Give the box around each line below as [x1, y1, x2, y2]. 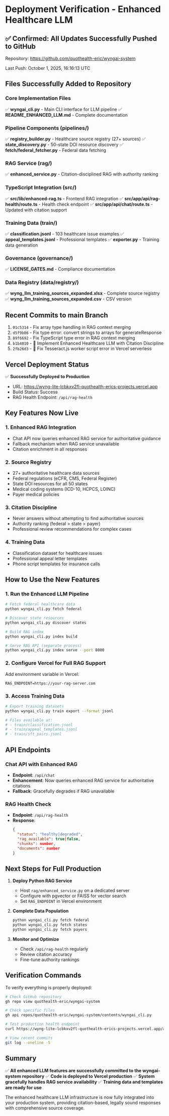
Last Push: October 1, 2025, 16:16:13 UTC [5, 65, 91, 71]
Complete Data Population [12, 908, 69, 914]
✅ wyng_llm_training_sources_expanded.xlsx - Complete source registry [5, 290, 160, 296]
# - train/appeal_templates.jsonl [5, 727, 78, 732]
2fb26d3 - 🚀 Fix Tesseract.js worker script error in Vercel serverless [12, 346, 152, 352]
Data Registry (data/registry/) [5, 279, 79, 286]
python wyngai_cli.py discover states [5, 620, 87, 625]
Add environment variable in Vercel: [5, 671, 79, 677]
